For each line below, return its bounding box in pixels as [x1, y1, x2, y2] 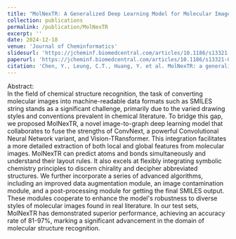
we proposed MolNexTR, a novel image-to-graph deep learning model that [7, 119, 223, 127]
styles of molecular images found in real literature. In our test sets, [7, 201, 199, 209]
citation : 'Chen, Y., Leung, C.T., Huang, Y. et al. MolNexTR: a [7, 63, 202, 70]
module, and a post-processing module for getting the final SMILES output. [7, 186, 225, 195]
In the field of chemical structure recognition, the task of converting [7, 89, 203, 98]
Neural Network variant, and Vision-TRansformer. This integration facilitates [7, 134, 227, 143]
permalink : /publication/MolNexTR [7, 23, 109, 30]
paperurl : [7, 56, 37, 63]
